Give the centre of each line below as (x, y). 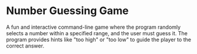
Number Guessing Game (68, 11)
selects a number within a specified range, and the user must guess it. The (97, 33)
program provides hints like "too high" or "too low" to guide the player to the (99, 39)
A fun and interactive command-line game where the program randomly (93, 27)
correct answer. (25, 46)
